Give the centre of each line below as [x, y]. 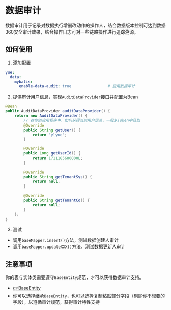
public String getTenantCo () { [57, 200]
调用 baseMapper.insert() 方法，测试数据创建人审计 [65, 240]
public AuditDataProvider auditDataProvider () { [58, 111]
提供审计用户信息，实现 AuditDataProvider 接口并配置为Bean [75, 97]
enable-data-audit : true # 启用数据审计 [77, 86]
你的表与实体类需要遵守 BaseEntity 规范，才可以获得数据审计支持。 [75, 277]
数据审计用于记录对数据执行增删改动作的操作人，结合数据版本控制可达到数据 [85, 25]
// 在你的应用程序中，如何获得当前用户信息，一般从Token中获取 [82, 120]
